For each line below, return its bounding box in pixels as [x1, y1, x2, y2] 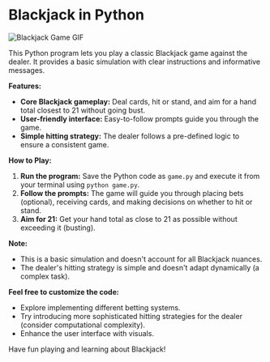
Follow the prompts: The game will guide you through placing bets [19, 188, 244, 198]
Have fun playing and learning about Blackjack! [8, 344, 166, 354]
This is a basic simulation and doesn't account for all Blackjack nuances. [19, 253, 263, 264]
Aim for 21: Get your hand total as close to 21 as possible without [19, 214, 238, 224]
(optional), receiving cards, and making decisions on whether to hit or [19, 197, 253, 207]
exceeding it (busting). [19, 223, 96, 232]
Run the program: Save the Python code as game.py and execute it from [19, 171, 260, 181]
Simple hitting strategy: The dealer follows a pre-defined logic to [19, 131, 240, 141]
